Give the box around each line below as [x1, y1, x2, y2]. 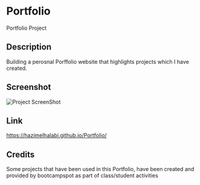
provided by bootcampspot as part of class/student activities [6, 172, 159, 180]
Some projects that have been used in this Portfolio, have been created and [6, 166, 195, 173]
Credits [6, 149, 35, 160]
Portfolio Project [6, 24, 47, 32]
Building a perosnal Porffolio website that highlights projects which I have [6, 58, 189, 65]
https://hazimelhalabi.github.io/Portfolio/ [6, 132, 107, 139]
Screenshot [6, 82, 52, 92]
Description [6, 42, 52, 52]
